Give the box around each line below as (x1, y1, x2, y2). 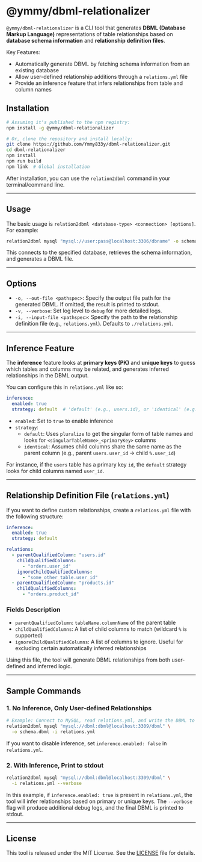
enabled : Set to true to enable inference (14, 417, 114, 424)
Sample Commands (6, 686, 81, 696)
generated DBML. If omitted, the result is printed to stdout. (14, 301, 160, 308)
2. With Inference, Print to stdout (6, 761, 104, 769)
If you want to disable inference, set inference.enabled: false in (6, 739, 167, 747)
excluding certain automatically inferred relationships (14, 645, 147, 652)
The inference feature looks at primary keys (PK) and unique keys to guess (6, 359, 195, 367)
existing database (14, 66, 59, 73)
